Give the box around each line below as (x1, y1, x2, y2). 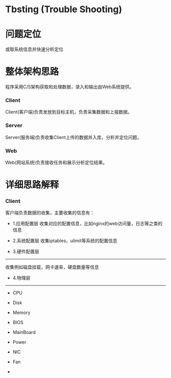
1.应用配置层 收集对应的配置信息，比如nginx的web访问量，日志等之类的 (12, 220, 163, 227)
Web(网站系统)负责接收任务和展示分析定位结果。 (5, 159, 108, 165)
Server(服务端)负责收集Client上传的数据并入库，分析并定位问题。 (5, 134, 141, 140)
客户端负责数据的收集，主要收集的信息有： (5, 210, 95, 216)
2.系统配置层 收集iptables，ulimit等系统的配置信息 (12, 238, 118, 244)
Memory (12, 309, 31, 316)
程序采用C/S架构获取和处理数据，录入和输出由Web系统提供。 (5, 84, 134, 90)
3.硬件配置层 (12, 248, 40, 255)
